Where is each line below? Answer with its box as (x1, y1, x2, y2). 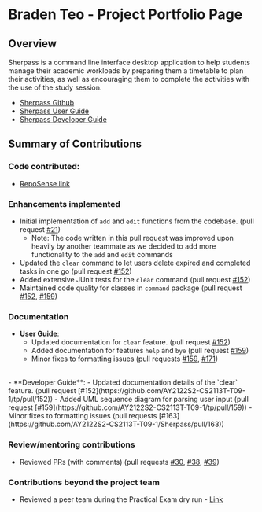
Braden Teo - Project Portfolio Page (8, 6, 243, 24)
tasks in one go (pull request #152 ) (19, 266, 132, 276)
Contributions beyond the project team (8, 477, 160, 488)
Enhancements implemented (8, 198, 120, 209)
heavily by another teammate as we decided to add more (31, 241, 216, 251)
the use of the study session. (8, 83, 102, 92)
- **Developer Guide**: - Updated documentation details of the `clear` (8, 378, 238, 387)
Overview (8, 37, 57, 50)
